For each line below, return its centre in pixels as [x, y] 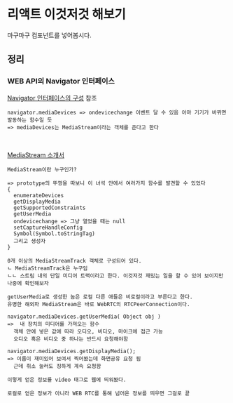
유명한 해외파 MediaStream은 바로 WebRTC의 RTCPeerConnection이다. [99, 304]
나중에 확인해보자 [28, 283]
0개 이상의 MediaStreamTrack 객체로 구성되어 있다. [75, 260]
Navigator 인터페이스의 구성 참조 [52, 98]
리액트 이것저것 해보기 [66, 14]
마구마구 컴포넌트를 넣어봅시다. [50, 35]
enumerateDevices [39, 195]
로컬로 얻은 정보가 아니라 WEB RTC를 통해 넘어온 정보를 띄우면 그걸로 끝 [99, 393]
